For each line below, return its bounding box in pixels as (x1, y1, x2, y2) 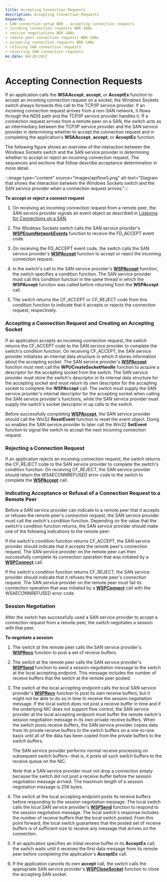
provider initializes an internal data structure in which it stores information (5, 353, 156, 359)
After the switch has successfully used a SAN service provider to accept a (5, 614, 158, 620)
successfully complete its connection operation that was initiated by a (5, 554, 149, 560)
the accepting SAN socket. (12, 871, 68, 877)
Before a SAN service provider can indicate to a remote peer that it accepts (5, 507, 160, 513)
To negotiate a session (5, 634, 53, 640)
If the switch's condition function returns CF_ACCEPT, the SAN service (5, 538, 151, 544)
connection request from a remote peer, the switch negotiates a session (5, 619, 153, 625)
